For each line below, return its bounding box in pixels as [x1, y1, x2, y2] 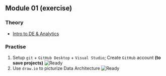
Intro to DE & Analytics [12, 30, 59, 37]
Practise [5, 43, 26, 50]
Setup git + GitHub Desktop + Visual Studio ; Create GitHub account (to [12, 54, 161, 60]
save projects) [12, 60, 44, 66]
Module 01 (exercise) [5, 4, 72, 13]
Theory [5, 19, 24, 26]
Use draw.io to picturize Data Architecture [12, 65, 101, 71]
